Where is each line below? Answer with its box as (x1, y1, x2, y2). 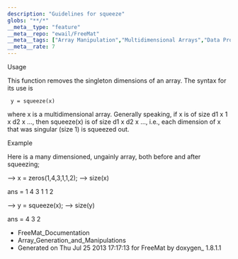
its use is (7, 84, 33, 92)
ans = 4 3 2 (7, 215, 41, 223)
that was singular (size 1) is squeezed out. (7, 125, 130, 133)
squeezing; (7, 160, 40, 168)
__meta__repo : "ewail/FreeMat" (7, 30, 100, 38)
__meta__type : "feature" (7, 23, 81, 30)
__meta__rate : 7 (7, 43, 55, 50)
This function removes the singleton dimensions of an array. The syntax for (7, 76, 227, 85)
